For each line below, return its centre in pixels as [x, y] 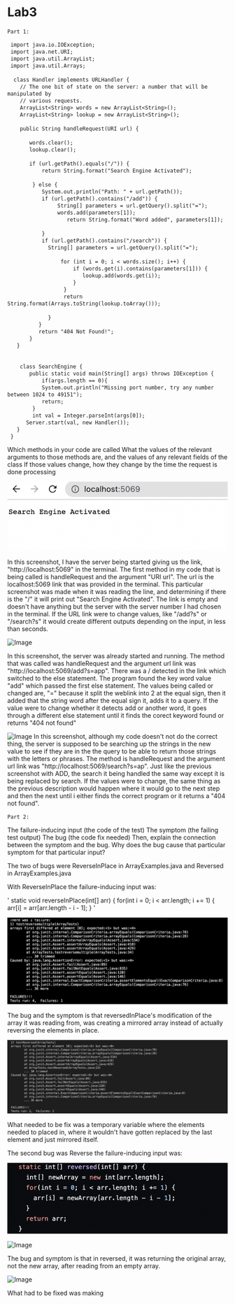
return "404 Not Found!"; [76, 332]
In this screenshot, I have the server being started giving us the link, [105, 562]
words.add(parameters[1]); [97, 213]
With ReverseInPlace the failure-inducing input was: [82, 886]
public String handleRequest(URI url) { [79, 129]
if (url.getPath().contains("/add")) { [100, 199]
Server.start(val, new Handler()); [78, 423]
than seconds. [28, 629]
